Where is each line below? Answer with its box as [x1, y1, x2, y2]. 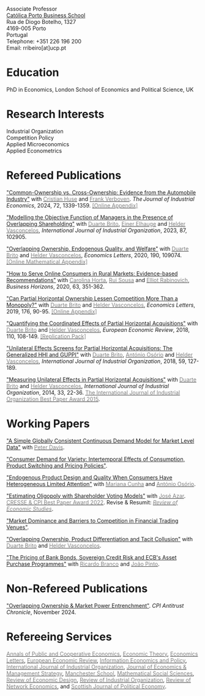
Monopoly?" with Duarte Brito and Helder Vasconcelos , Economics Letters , [6, 301, 196, 309]
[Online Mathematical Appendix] [6, 258, 88, 265]
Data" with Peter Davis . [6, 443, 65, 451]
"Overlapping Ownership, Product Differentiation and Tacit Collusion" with [6, 535, 193, 542]
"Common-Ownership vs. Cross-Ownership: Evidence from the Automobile [6, 189, 196, 196]
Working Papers [6, 417, 90, 430]
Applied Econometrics [6, 147, 62, 154]
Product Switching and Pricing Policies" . [6, 462, 108, 469]
